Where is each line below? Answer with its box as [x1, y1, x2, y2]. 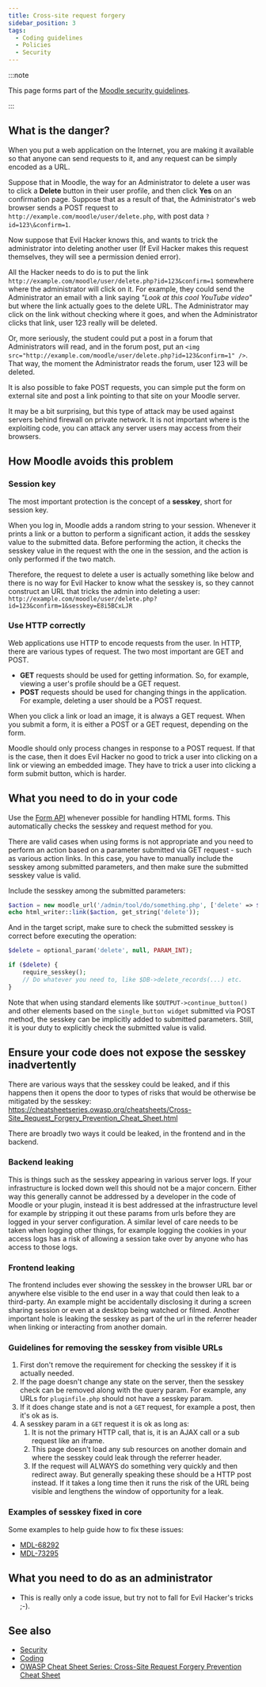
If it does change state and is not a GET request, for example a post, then [19, 1403, 256, 1412]
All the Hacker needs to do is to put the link [8, 267, 149, 276]
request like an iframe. [31, 1436, 105, 1446]
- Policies [15, 41, 51, 49]
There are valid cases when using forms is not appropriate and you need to [8, 836, 253, 846]
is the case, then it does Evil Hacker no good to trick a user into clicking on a [8, 751, 258, 761]
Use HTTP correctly [8, 620, 85, 631]
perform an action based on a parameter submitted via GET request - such [8, 845, 252, 855]
